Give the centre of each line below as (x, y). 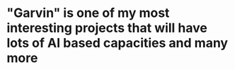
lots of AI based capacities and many (117, 43)
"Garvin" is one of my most (88, 13)
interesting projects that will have (107, 28)
